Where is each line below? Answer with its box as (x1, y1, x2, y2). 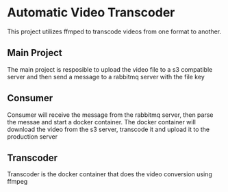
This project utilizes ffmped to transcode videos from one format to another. (7, 27, 222, 36)
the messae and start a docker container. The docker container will (7, 118, 197, 126)
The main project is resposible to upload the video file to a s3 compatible (7, 65, 213, 73)
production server (7, 132, 58, 141)
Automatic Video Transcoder (7, 5, 175, 20)
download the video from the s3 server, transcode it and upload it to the (7, 125, 210, 133)
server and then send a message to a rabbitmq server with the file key (7, 72, 205, 81)
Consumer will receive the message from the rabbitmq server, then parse (7, 111, 214, 119)
